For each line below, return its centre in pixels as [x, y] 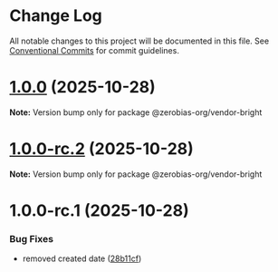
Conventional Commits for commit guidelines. [94, 50]
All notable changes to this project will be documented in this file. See [139, 41]
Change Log [56, 16]
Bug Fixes [32, 238]
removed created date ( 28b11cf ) [82, 258]
